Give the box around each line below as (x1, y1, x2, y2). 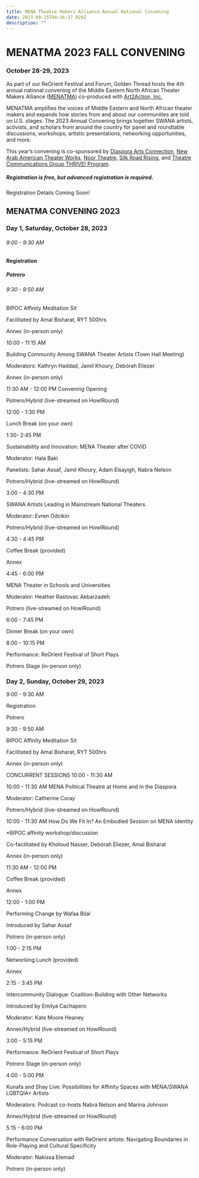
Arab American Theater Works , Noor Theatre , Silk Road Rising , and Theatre (6, 154, 192, 161)
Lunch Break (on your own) (6, 419, 73, 427)
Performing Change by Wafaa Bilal (6, 910, 91, 918)
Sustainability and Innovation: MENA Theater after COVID (6, 443, 147, 450)
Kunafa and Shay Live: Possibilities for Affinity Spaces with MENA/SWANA (6, 1083, 189, 1090)
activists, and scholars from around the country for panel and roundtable (6, 123, 185, 130)
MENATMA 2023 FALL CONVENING (6, 45, 186, 59)
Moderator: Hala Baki (6, 454, 58, 462)
